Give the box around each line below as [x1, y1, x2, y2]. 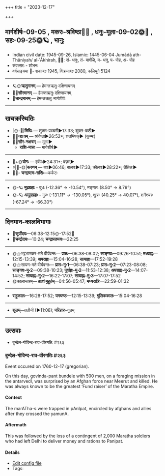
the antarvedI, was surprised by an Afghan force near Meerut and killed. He [5, 378, 158, 384]
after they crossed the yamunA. [5, 411, 69, 416]
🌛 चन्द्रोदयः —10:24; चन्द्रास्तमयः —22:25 [12, 236, 79, 242]
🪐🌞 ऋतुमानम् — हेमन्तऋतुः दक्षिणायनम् [12, 83, 75, 89]
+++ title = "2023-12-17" [5, 4, 55, 10]
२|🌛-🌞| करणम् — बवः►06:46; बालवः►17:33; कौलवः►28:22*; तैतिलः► [12, 164, 137, 170]
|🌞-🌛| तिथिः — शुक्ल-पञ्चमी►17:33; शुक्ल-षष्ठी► [12, 127, 96, 133]
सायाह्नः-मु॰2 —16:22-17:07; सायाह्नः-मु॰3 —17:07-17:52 [26, 273, 121, 279]
